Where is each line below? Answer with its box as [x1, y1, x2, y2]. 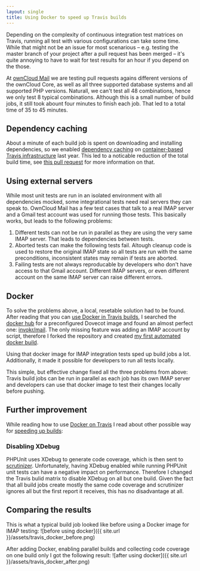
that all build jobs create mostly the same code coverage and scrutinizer [6, 481, 184, 489]
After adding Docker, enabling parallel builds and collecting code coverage [6, 545, 190, 552]
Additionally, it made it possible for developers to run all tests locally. [6, 356, 175, 363]
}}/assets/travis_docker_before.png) [6, 533, 96, 540]
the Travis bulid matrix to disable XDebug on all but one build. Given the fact [6, 475, 193, 482]
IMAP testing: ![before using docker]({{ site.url [6, 527, 121, 534]
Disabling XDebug [6, 442, 60, 450]
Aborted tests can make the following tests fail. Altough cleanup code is [14, 242, 192, 249]
